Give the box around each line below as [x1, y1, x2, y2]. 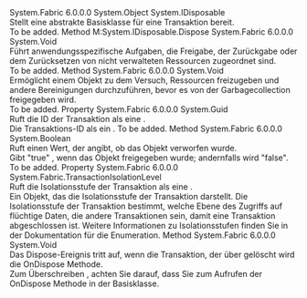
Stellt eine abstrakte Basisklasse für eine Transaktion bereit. [9, 16, 235, 27]
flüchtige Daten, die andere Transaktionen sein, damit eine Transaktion [9, 211, 276, 221]
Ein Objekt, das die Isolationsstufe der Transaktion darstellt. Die [9, 191, 249, 201]
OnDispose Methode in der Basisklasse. [9, 278, 160, 289]
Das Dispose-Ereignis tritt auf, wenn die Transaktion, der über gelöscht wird [9, 249, 295, 260]
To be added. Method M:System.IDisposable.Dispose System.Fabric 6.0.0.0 [9, 26, 294, 37]
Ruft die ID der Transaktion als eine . [9, 114, 146, 124]
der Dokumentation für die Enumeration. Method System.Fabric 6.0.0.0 [9, 230, 276, 241]
